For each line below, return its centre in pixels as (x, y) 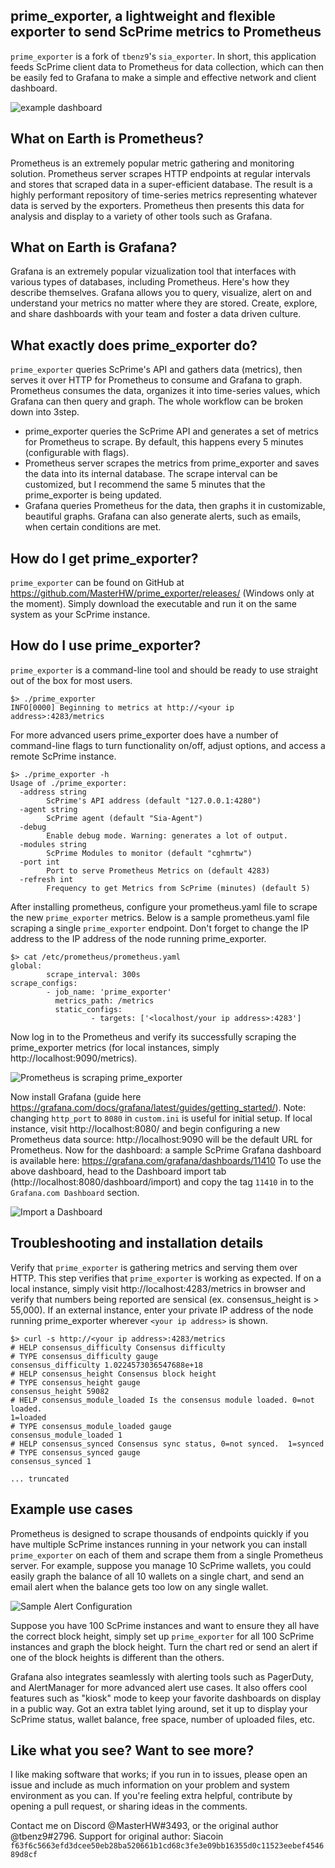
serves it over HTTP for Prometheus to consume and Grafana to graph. (156, 380)
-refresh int (46, 879)
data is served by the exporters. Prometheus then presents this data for (157, 205)
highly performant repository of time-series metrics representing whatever (164, 195)
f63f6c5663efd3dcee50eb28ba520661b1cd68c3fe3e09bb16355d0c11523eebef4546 (167, 1846)
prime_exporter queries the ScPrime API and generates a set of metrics (171, 431)
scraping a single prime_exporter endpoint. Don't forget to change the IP (160, 928)
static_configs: (88, 1009)
